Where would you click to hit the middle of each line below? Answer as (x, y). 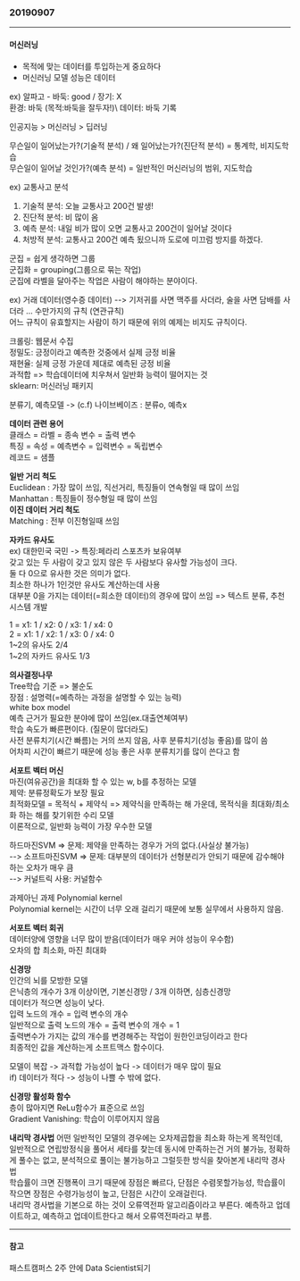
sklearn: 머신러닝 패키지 (51, 385)
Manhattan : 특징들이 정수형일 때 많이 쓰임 (83, 498)
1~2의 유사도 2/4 (39, 644)
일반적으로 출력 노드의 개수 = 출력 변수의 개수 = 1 (95, 1025)
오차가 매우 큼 (50, 867)
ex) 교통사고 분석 (39, 187)
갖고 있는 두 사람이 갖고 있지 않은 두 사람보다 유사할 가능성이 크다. (123, 562)
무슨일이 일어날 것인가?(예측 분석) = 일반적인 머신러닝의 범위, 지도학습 (131, 168)
